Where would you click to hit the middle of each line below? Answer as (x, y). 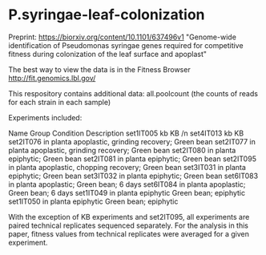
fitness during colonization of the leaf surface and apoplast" (107, 54)
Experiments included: (45, 117)
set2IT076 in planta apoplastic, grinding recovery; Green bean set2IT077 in (132, 141)
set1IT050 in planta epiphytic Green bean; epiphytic (93, 201)
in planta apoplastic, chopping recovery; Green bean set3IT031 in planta (127, 167)
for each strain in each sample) (60, 102)
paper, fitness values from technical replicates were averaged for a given (129, 233)
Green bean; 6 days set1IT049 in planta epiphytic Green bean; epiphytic (127, 192)
